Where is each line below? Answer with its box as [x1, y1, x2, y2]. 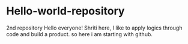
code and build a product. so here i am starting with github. [6, 30, 153, 37]
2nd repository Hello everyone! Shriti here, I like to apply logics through [6, 24, 183, 31]
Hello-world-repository [6, 4, 125, 18]
